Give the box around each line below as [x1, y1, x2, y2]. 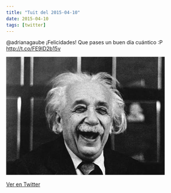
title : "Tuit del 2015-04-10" [6, 9, 81, 15]
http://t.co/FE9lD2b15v [6, 45, 61, 53]
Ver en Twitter [6, 181, 41, 188]
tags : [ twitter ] [6, 22, 46, 28]
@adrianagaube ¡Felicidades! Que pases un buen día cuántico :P [6, 39, 163, 46]
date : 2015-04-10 [6, 15, 49, 22]
